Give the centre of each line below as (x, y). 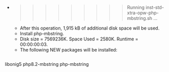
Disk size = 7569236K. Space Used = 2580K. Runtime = (79, 39)
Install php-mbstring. (42, 33)
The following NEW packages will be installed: (68, 50)
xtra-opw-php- (143, 13)
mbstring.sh (140, 18)
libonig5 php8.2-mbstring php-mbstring (47, 64)
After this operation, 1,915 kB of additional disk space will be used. (90, 28)
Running (136, 7)
